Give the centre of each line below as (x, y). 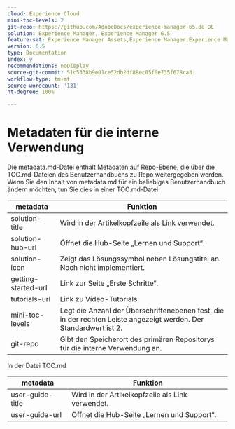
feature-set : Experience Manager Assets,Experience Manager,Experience (114, 40)
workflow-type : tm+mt (39, 79)
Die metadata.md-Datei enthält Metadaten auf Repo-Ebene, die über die (111, 167)
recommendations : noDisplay (48, 66)
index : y (20, 60)
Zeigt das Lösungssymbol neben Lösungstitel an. (141, 259)
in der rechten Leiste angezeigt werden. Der (132, 320)
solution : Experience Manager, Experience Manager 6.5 (89, 33)
